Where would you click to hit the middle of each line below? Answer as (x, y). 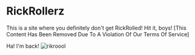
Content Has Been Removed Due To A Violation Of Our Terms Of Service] (98, 34)
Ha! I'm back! (23, 46)
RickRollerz (35, 11)
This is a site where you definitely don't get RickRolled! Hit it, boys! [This (96, 28)
